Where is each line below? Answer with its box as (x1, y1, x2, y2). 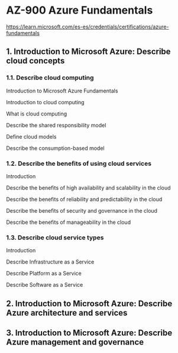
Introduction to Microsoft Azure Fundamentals (6, 87, 118, 94)
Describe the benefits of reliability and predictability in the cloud (6, 195, 163, 203)
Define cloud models (6, 133, 57, 140)
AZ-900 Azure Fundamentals (6, 4, 153, 17)
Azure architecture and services (6, 307, 128, 317)
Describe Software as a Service (6, 281, 83, 288)
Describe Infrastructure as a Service (6, 258, 95, 265)
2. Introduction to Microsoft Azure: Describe (6, 299, 173, 309)
